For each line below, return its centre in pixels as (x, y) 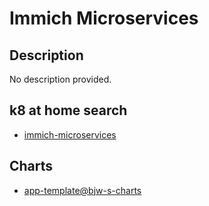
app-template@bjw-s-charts (82, 190)
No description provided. (60, 79)
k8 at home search (68, 110)
